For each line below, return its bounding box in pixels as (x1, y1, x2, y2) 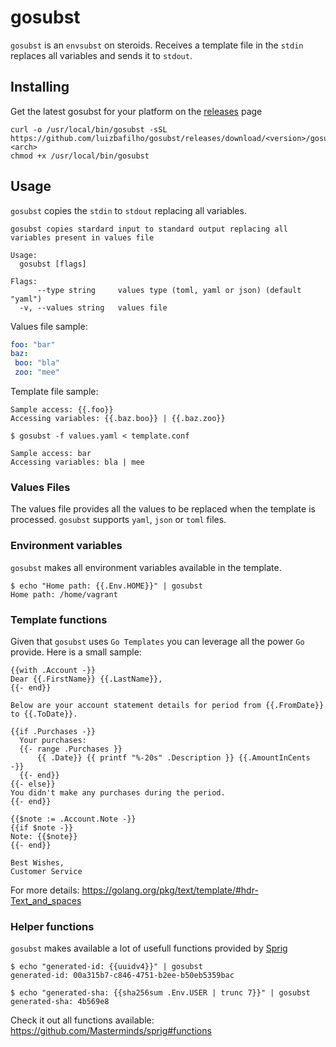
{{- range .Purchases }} (19, 744, 123, 754)
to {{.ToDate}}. (10, 709, 78, 719)
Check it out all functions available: (10, 1014, 155, 1026)
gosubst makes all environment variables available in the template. (10, 561, 282, 573)
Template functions (10, 612, 108, 626)
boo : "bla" (14, 358, 60, 368)
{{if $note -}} (10, 822, 74, 833)
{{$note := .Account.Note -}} (10, 814, 137, 824)
